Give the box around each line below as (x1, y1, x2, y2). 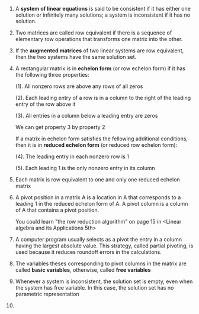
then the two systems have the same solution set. (15, 54, 137, 60)
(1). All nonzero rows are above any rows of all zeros (15, 83, 143, 90)
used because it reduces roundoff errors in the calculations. (15, 249, 162, 255)
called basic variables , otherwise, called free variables (15, 266, 151, 273)
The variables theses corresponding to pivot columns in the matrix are (15, 260, 187, 267)
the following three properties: (15, 71, 89, 78)
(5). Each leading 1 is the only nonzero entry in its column (15, 165, 155, 171)
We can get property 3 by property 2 (15, 124, 105, 130)
